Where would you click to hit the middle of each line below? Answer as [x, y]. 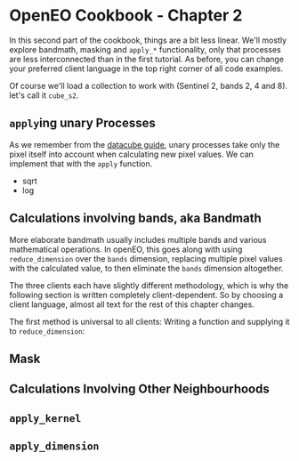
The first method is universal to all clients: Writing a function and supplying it [149, 321]
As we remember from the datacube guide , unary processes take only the [145, 144]
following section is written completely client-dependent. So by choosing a [146, 295]
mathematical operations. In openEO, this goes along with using [126, 249]
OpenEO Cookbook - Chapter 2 [126, 16]
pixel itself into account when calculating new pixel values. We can [131, 154]
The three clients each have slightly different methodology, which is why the [149, 285]
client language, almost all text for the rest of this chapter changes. [132, 304]
